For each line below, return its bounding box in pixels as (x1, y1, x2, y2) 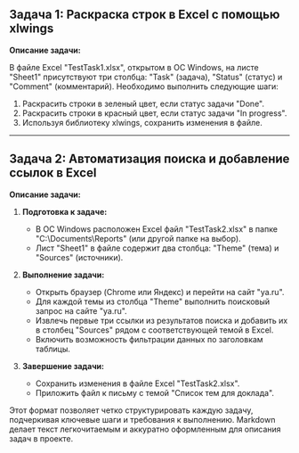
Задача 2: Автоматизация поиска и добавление (9, 152, 290, 167)
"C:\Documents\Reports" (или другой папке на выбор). (35, 233, 242, 243)
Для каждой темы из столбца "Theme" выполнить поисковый (35, 296, 271, 307)
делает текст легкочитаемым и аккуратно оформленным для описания (9, 424, 282, 434)
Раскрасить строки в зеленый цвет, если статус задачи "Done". (21, 98, 265, 109)
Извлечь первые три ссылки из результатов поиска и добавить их (35, 315, 288, 325)
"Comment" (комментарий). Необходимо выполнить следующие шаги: (9, 80, 279, 92)
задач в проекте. (9, 432, 74, 444)
